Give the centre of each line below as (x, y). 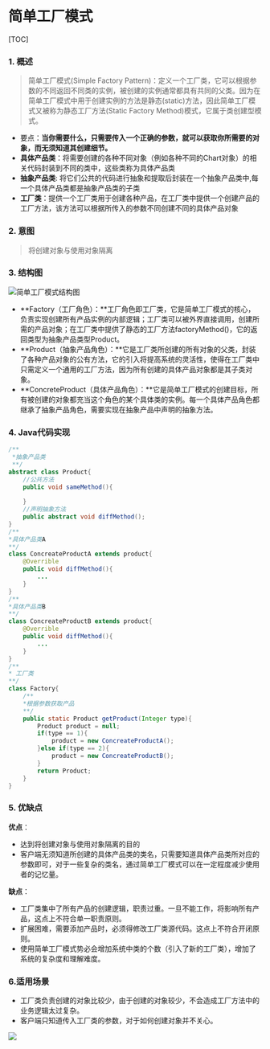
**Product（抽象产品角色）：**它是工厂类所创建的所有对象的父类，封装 (138, 349)
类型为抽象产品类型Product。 (76, 339)
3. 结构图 (26, 272)
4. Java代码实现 (39, 432)
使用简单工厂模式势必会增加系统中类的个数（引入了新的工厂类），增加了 (138, 949)
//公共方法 (39, 479)
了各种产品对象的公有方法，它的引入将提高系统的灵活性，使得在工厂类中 (139, 359)
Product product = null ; (79, 726)
